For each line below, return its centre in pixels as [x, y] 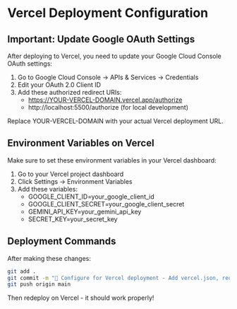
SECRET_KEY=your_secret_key [73, 219]
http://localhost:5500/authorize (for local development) [108, 107]
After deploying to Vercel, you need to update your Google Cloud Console [115, 56]
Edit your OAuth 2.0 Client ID [59, 85]
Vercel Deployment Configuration [108, 13]
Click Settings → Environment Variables [75, 181]
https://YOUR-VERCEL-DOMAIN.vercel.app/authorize [105, 100]
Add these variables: [47, 189]
